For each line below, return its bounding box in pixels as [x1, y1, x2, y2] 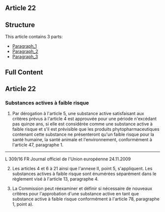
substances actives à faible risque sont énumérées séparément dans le [12, 171, 157, 177]
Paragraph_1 [12, 43, 37, 49]
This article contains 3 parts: [5, 34, 63, 40]
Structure [5, 21, 35, 29]
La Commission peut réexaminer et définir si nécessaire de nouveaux [12, 185, 152, 191]
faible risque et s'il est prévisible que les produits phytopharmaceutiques [12, 126, 160, 132]
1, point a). [12, 201, 33, 207]
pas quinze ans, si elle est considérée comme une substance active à [12, 121, 153, 127]
